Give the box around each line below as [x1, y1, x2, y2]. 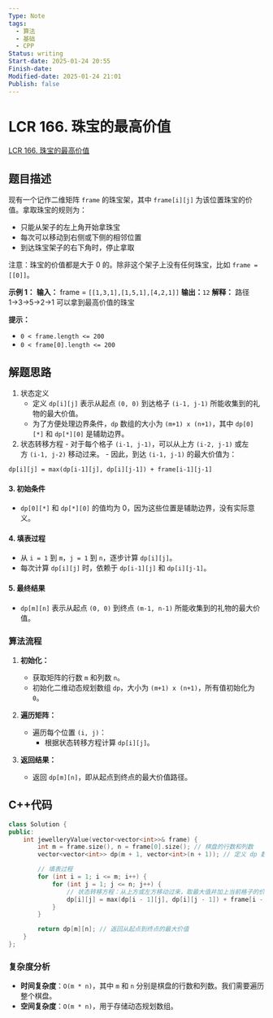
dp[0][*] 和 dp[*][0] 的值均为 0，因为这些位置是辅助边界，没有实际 [19, 503, 248, 513]
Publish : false [8, 80, 60, 88]
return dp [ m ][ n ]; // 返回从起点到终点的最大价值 [37, 925, 189, 934]
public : [8, 828, 35, 836]
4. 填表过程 [8, 533, 46, 543]
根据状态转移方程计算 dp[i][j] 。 [44, 737, 154, 747]
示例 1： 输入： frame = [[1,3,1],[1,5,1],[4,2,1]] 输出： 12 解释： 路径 [8, 288, 250, 297]
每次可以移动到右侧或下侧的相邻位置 [19, 232, 142, 242]
